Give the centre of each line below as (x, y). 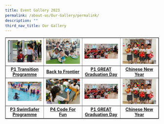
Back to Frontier (63, 72)
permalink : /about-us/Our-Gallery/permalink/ (52, 15)
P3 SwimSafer (25, 109)
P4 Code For (63, 109)
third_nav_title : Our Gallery (36, 26)
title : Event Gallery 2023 (32, 10)
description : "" (21, 20)
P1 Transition (25, 69)
